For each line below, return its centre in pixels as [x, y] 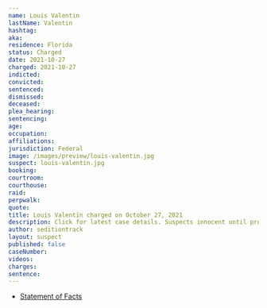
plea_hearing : [32, 112]
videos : [21, 259]
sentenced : [26, 89]
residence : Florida [41, 45]
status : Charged [35, 52]
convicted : [26, 82]
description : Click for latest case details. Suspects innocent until [128, 222]
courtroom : [26, 178]
